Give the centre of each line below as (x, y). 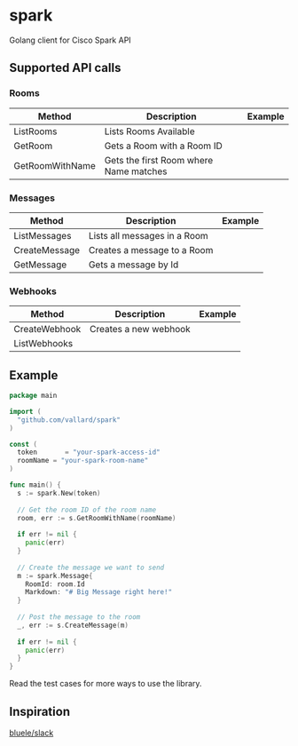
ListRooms (35, 131)
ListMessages (43, 235)
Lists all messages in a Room (148, 235)
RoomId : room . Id (55, 584)
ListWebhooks (43, 344)
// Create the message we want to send (91, 567)
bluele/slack (31, 733)
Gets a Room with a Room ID (164, 146)
